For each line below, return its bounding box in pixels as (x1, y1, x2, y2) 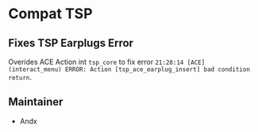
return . (8, 73, 32, 81)
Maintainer (8, 96, 64, 109)
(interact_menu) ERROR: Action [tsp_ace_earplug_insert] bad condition (8, 66, 250, 74)
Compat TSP (8, 5, 93, 23)
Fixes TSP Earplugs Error (8, 36, 133, 50)
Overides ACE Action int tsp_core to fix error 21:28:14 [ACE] (8, 57, 206, 66)
